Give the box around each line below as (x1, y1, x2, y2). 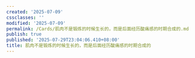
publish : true (6, 31, 42, 37)
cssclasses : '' (6, 14, 45, 21)
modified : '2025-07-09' (6, 20, 66, 26)
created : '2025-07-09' (6, 8, 63, 15)
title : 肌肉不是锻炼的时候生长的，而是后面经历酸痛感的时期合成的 (6, 43, 152, 49)
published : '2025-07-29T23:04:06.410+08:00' (6, 37, 120, 43)
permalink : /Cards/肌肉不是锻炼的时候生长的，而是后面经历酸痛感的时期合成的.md (6, 25, 189, 32)
